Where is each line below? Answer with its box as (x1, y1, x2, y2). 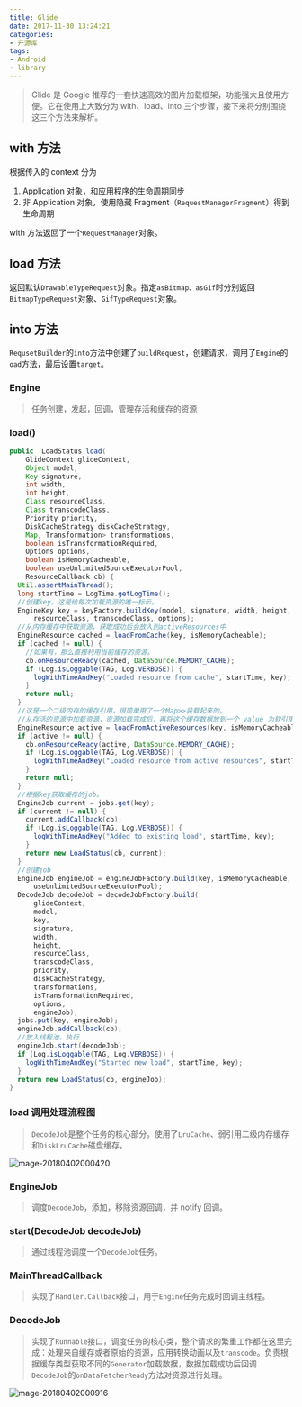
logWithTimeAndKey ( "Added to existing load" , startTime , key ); (32, 832, 276, 841)
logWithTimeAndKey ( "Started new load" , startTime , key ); (25, 1058, 244, 1067)
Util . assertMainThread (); (17, 580, 115, 590)
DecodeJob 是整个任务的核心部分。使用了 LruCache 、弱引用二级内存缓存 (31, 1128, 289, 1139)
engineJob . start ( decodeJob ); (17, 1041, 127, 1050)
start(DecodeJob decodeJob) (9, 1224, 142, 1237)
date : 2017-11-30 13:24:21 (9, 22, 111, 31)
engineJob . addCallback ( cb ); (17, 1024, 123, 1034)
